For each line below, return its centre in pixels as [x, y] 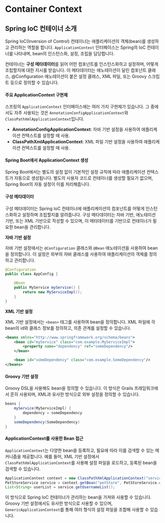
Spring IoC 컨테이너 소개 [41, 28]
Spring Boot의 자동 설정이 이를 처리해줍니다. [48, 184]
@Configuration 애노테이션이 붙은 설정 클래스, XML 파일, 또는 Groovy [79, 76]
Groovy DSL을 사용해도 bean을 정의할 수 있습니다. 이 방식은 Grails [69, 388]
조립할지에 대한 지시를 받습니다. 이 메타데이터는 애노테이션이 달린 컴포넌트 [76, 70]
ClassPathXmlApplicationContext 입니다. [45, 119]
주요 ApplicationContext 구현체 [36, 95]
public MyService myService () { [47, 288]
